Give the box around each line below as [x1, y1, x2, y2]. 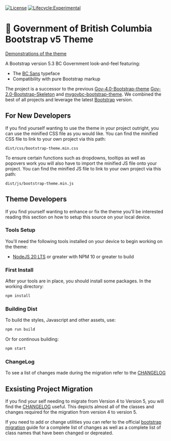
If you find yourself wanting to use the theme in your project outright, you [5, 125, 159, 131]
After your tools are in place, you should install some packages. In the [5, 278, 152, 284]
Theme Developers [5, 195, 67, 204]
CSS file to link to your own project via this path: [5, 136, 106, 142]
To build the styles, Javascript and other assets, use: [5, 317, 116, 323]
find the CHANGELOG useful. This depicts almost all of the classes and [5, 404, 154, 410]
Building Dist [5, 305, 38, 312]
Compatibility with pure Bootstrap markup [12, 76, 101, 82]
